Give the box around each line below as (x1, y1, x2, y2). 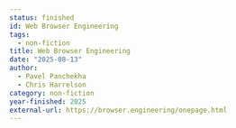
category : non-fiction (9, 88, 95, 97)
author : (9, 64, 39, 73)
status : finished (9, 13, 75, 23)
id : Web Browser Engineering (9, 22, 119, 31)
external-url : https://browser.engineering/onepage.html (9, 105, 228, 114)
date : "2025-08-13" (9, 55, 83, 64)
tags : (9, 30, 30, 39)
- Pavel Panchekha (17, 72, 87, 81)
